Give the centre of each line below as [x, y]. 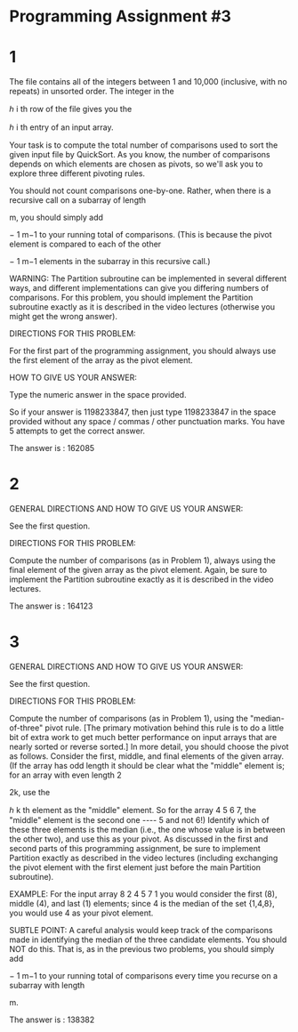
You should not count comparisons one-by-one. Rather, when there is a [140, 191]
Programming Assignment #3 [120, 16]
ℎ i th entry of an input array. [61, 127]
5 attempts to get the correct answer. [77, 431]
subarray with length [47, 985]
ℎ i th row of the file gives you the [71, 109]
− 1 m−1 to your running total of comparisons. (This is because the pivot [141, 235]
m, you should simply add [56, 218]
